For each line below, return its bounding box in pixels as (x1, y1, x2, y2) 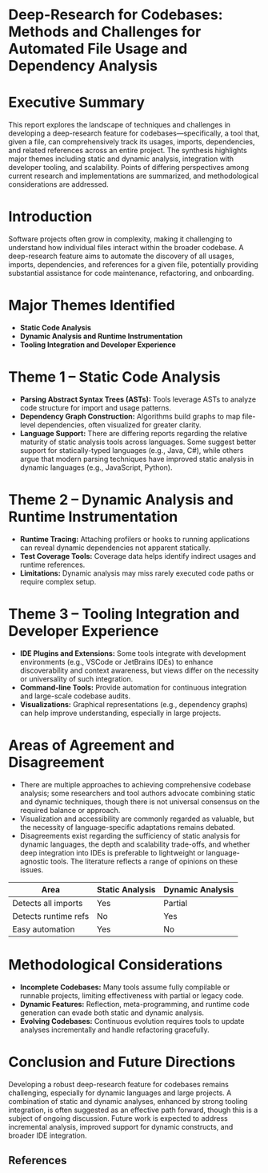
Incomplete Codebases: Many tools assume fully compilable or (19, 982, 230, 992)
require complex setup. (19, 576, 97, 586)
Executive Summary (8, 94, 146, 111)
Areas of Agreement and (8, 736, 175, 754)
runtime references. (19, 560, 86, 569)
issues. (19, 864, 44, 875)
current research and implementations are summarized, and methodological (8, 171, 258, 181)
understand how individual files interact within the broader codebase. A (8, 243, 244, 253)
